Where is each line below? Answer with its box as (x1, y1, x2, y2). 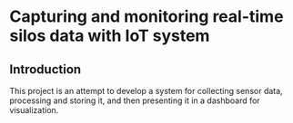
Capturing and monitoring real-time (9, 6, 284, 27)
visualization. (9, 105, 59, 115)
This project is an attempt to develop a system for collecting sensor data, (9, 86, 284, 96)
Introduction (9, 61, 82, 77)
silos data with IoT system (9, 25, 210, 46)
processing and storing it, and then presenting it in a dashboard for (9, 95, 261, 106)
